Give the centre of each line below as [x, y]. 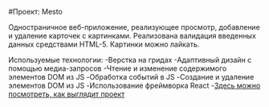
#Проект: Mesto [35, 12]
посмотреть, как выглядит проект [67, 94]
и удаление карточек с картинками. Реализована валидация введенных [132, 36]
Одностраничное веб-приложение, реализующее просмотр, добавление [134, 27]
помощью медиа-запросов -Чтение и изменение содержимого [118, 68]
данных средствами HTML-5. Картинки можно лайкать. [104, 44]
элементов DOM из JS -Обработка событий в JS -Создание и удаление [131, 77]
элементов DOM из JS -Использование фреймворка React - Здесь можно [134, 85]
